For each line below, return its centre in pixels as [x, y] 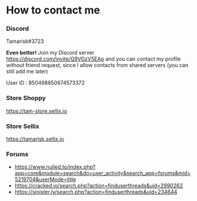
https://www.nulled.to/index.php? [55, 167]
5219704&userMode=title [45, 179]
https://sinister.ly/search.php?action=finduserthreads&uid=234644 [96, 192]
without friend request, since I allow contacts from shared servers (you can [97, 65]
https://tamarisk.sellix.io [35, 139]
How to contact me [53, 10]
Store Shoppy [26, 98]
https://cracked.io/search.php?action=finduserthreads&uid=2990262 [99, 186]
